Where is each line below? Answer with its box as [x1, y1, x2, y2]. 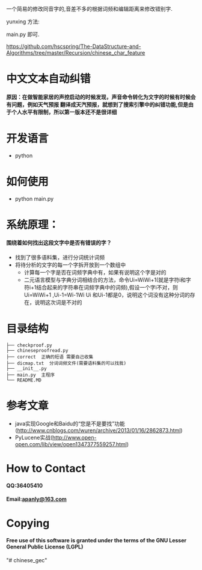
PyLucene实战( [14, 434, 53, 441]
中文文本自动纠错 [6, 72, 91, 86]
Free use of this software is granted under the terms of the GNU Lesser [6, 537, 187, 544]
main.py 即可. [6, 31, 40, 38]
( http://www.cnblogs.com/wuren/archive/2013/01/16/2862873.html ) [14, 426, 183, 434]
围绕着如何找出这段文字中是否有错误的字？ [6, 239, 112, 246]
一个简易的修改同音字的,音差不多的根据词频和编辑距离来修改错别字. [6, 5, 173, 12]
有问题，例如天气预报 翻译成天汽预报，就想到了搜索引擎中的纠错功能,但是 [6, 101, 188, 108]
